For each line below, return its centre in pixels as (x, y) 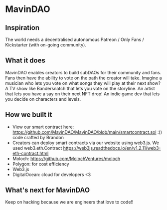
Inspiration (22, 28)
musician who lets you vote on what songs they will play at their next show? (83, 83)
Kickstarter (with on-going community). (46, 45)
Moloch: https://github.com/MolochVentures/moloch (66, 159)
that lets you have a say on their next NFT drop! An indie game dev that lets (83, 94)
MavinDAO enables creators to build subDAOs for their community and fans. (83, 72)
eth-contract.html (30, 153)
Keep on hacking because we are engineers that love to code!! (69, 202)
